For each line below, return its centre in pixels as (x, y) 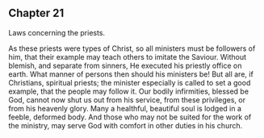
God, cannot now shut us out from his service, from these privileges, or (127, 99)
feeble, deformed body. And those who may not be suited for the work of (130, 117)
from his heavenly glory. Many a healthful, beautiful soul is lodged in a (125, 108)
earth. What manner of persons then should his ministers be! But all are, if (131, 74)
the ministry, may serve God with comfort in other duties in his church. (126, 125)
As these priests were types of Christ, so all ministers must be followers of (132, 48)
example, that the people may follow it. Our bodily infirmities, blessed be (128, 91)
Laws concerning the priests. (57, 32)
